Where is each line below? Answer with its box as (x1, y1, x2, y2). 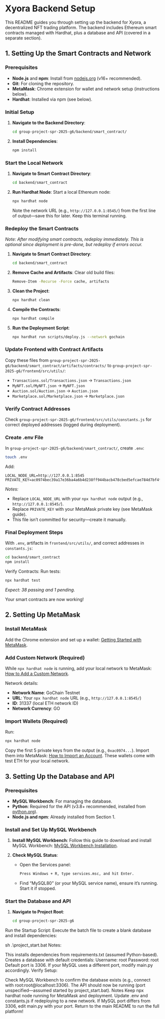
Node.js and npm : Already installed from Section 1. (12, 814, 116, 820)
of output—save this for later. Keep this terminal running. (12, 212, 127, 218)
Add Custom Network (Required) (5, 654, 85, 661)
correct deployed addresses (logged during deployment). (5, 422, 121, 427)
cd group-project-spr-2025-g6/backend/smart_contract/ (12, 129, 127, 134)
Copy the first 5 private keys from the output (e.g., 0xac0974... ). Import (5, 747, 149, 753)
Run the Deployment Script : (12, 325, 70, 331)
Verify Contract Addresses (5, 405, 70, 412)
